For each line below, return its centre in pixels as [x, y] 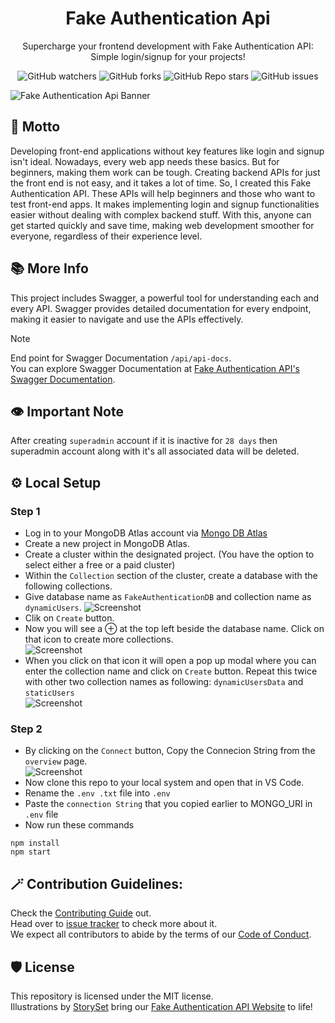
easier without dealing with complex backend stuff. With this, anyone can [161, 214]
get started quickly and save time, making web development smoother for [162, 225]
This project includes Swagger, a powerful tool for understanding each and [165, 298]
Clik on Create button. [69, 618]
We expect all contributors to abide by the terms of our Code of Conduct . [161, 934]
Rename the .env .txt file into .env [97, 793]
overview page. [56, 761]
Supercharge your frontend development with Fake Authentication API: [168, 46]
